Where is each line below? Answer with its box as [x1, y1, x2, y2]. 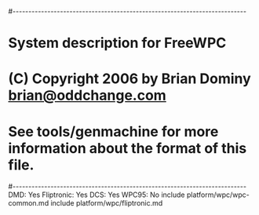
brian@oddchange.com [8, 86, 166, 104]
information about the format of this [8, 139, 247, 157]
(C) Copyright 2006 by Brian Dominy [8, 70, 251, 88]
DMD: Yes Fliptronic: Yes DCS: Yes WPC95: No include [8, 190, 185, 199]
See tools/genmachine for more [8, 122, 219, 140]
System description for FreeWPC [8, 35, 227, 52]
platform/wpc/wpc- [186, 190, 250, 199]
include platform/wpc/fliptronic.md [50, 199, 163, 208]
